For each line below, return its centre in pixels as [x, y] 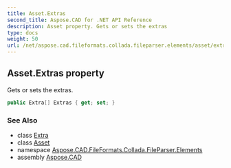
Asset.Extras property [56, 73]
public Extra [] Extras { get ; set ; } [61, 103]
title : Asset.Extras [37, 13]
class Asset [33, 143]
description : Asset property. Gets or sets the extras [87, 26]
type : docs [23, 33]
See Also [22, 120]
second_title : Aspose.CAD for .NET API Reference [80, 20]
